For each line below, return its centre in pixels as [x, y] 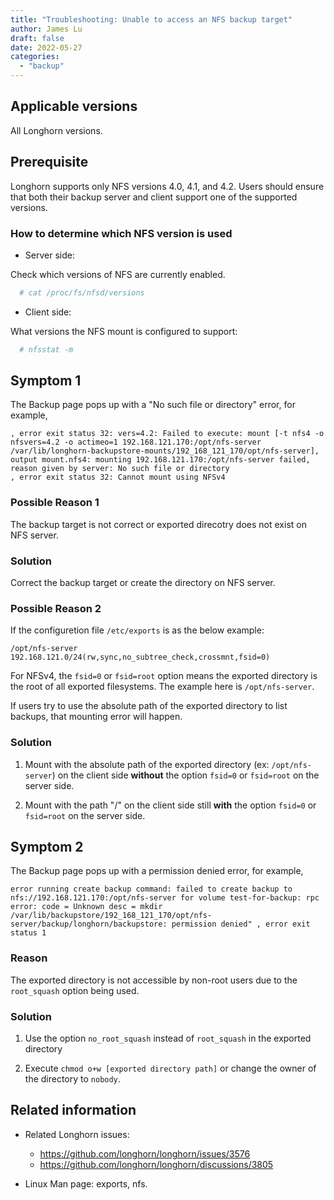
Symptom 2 [47, 847]
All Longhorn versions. [56, 130]
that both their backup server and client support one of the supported [154, 197]
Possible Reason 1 [55, 503]
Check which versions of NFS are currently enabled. [118, 274]
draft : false [37, 38]
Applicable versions [74, 106]
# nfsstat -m [46, 349]
